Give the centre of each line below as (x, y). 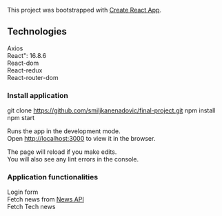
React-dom (23, 63)
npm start (21, 118)
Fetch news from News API (46, 199)
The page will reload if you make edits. (62, 152)
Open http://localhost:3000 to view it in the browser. (81, 139)
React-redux (25, 70)
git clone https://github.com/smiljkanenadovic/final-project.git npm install (111, 110)
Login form (23, 192)
